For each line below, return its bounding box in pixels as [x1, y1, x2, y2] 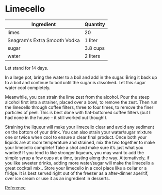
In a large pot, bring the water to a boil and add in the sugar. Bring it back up [5, 74, 158, 80]
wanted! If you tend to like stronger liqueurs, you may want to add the [5, 150, 144, 155]
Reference [5, 185, 26, 191]
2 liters [84, 52, 100, 59]
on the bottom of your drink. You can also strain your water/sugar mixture [5, 129, 152, 135]
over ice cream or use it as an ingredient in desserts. [5, 175, 110, 181]
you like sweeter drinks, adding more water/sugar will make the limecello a [5, 160, 154, 165]
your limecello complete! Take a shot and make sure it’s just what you [5, 144, 144, 150]
